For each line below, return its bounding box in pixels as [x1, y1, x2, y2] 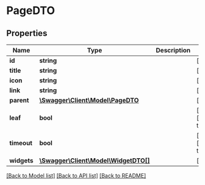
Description [156, 46, 191, 54]
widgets [9, 156, 34, 165]
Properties [6, 28, 48, 38]
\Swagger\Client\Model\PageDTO [39, 96, 139, 104]
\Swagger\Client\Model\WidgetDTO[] [39, 156, 151, 165]
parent [9, 96, 29, 104]
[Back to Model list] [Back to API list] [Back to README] [6, 172, 146, 179]
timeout [9, 139, 32, 147]
